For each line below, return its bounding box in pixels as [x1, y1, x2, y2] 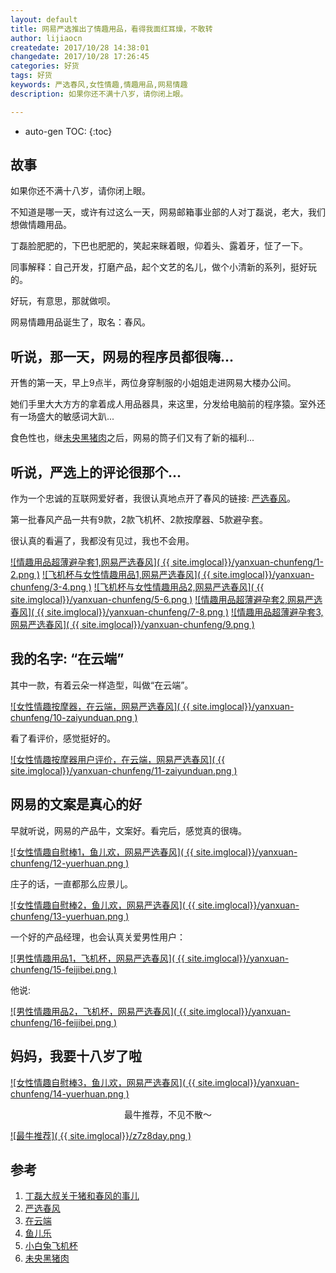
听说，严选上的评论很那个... [10, 464, 182, 481]
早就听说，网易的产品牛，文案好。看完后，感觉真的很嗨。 [10, 824, 247, 836]
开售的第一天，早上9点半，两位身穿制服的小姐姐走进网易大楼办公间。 [10, 377, 297, 389]
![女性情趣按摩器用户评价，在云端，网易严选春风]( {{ [10, 753, 226, 765]
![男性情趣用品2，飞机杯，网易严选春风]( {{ [10, 1005, 187, 1017]
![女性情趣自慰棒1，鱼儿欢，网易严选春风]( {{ [10, 846, 194, 858]
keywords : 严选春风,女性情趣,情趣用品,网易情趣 [10, 80, 188, 90]
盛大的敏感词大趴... [36, 411, 115, 423]
